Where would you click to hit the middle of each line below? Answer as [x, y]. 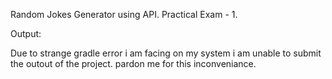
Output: [26, 33]
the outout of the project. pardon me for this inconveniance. [133, 63]
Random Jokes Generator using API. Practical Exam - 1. [124, 14]
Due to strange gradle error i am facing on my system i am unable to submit [166, 53]
